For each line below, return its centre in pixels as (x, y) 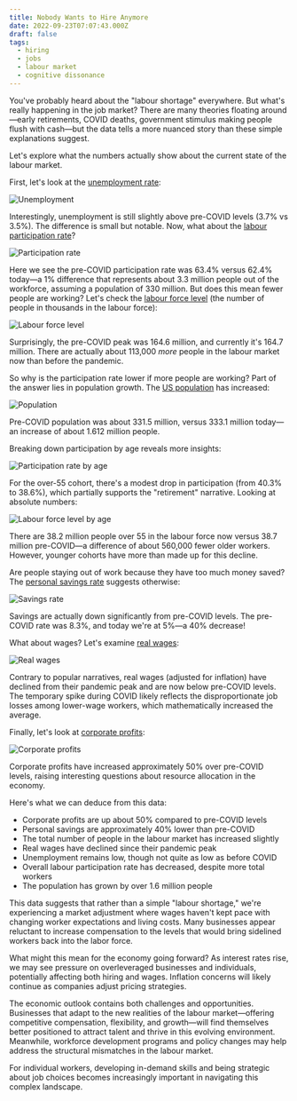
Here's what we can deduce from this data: (88, 802)
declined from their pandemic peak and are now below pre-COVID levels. (143, 686)
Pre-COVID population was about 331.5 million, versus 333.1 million (132, 422)
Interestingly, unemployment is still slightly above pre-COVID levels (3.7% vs (148, 216)
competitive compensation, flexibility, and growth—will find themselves (139, 1022)
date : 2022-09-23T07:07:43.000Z (69, 26)
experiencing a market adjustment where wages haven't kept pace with (140, 912)
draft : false (33, 34)
